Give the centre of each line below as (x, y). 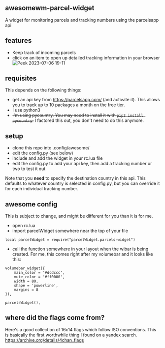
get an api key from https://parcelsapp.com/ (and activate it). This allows (86, 100)
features (18, 41)
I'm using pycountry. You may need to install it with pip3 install (78, 116)
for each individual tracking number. (42, 189)
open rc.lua (24, 226)
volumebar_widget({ (25, 268)
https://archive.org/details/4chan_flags (45, 340)
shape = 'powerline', (36, 286)
